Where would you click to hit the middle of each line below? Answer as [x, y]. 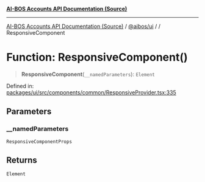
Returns [22, 160]
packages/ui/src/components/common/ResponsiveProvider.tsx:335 [92, 92]
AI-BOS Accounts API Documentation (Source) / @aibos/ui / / [83, 26]
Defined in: [20, 86]
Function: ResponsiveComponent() [97, 58]
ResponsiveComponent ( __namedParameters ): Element [88, 74]
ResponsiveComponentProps [39, 142]
